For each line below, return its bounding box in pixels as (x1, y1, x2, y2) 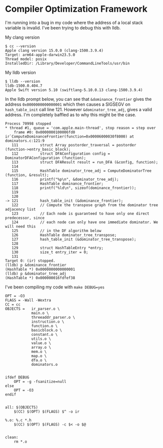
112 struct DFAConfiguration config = (11, 151, 110, 156)
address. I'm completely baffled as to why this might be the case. (5, 112, 137, 118)
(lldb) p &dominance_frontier (5, 262, 67, 267)
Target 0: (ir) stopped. (5, 258, 56, 263)
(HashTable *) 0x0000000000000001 (5, 267, 76, 272)
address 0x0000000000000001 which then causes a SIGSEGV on (5, 101, 131, 107)
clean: (5, 435, 19, 440)
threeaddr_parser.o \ (31, 315, 76, 320)
